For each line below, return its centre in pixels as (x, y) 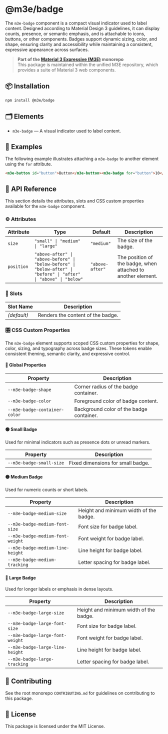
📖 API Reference (31, 189)
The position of (135, 257)
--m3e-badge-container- (36, 410)
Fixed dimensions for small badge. (109, 463)
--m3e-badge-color (29, 401)
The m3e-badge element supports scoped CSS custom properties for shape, (82, 343)
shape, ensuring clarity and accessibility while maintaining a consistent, (79, 44)
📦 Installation (27, 86)
